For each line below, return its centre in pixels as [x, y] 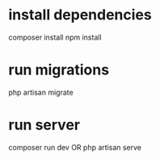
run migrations [59, 70]
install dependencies [80, 15]
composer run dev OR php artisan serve [75, 147]
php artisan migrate [41, 92]
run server [44, 125]
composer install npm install [55, 37]
